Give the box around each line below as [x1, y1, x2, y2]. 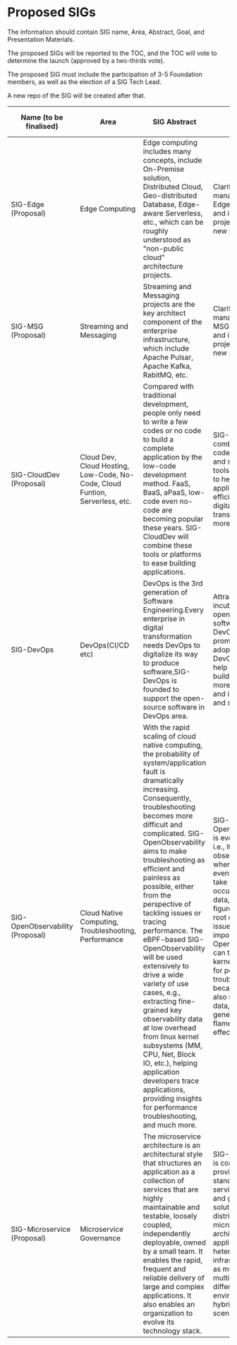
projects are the [142, 299, 195, 309]
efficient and [142, 864, 185, 874]
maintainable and [142, 1202, 200, 1212]
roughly [142, 225, 169, 235]
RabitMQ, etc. [142, 370, 188, 380]
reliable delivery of [142, 1273, 205, 1283]
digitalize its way [142, 649, 198, 659]
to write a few [142, 416, 188, 426]
